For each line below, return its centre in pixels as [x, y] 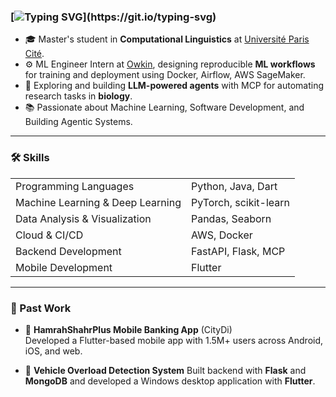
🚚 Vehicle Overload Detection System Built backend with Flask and [165, 370]
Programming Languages [75, 186]
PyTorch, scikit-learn [240, 202]
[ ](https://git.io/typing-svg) [113, 17]
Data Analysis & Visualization [83, 218]
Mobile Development [64, 267]
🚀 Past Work [41, 308]
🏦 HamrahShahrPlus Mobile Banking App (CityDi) [128, 329]
